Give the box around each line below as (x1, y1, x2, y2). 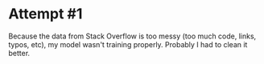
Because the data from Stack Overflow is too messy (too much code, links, (8, 31, 257, 41)
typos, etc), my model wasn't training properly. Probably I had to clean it (8, 39, 248, 49)
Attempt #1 (8, 5, 83, 23)
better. (8, 48, 31, 58)
